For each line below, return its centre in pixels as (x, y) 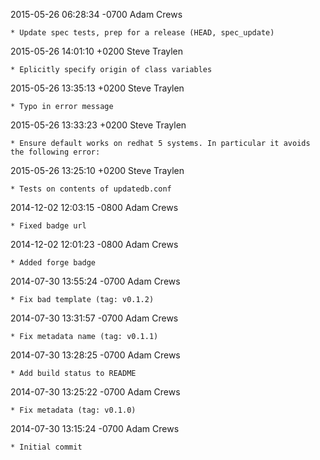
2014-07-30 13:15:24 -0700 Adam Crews (95, 428)
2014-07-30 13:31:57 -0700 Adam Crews (94, 318)
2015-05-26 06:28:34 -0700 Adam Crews (96, 14)
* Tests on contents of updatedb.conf (91, 189)
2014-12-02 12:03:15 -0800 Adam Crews (94, 207)
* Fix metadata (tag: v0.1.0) (73, 410)
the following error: (55, 152)
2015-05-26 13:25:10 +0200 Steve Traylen (97, 170)
